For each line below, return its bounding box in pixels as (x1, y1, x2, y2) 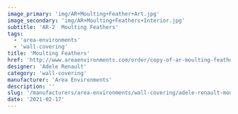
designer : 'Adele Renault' (7, 63, 87, 70)
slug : (7, 89, 23, 96)
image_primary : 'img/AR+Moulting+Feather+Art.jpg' (7, 10, 160, 18)
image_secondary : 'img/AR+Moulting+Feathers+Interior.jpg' (7, 17, 186, 24)
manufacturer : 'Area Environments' (7, 76, 113, 84)
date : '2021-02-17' (7, 96, 65, 103)
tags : (7, 30, 23, 38)
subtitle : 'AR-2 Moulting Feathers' (7, 23, 119, 30)
